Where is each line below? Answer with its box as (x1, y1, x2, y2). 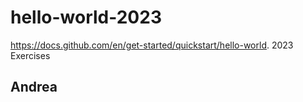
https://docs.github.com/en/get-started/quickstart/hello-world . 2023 (10, 39, 294, 51)
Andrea (10, 79, 58, 96)
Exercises (10, 49, 51, 61)
